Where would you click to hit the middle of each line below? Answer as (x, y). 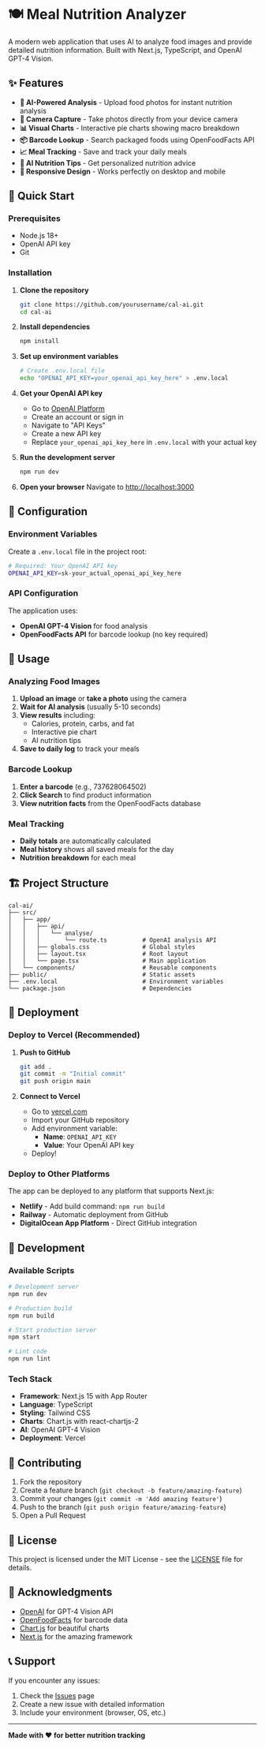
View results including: (58, 715)
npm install (39, 342)
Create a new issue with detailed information (92, 1704)
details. (20, 1568)
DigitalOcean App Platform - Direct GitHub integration (108, 1223)
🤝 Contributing (45, 1463)
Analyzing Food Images (54, 682)
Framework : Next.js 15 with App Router (83, 1396)
